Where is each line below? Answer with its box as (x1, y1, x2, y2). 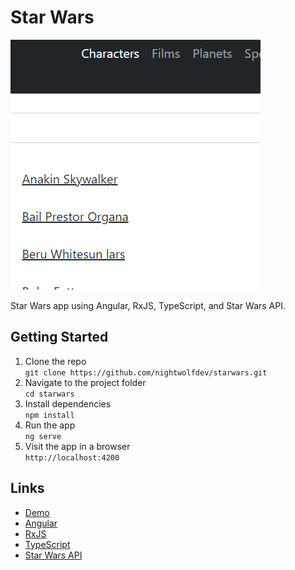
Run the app (24, 419, 76, 431)
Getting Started (10, 329, 109, 346)
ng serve (24, 431, 62, 441)
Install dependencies (24, 397, 112, 410)
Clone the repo (24, 355, 87, 367)
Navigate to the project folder (24, 376, 147, 388)
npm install (24, 410, 75, 420)
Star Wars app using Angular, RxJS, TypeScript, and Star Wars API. (10, 299, 286, 311)
